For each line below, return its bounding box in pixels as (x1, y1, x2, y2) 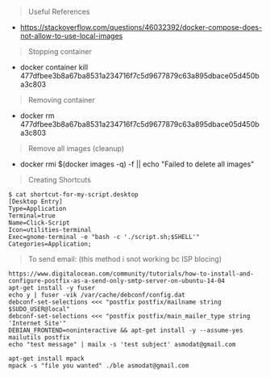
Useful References (27, 7, 90, 16)
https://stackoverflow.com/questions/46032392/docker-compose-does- (19, 23, 263, 31)
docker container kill (19, 62, 89, 72)
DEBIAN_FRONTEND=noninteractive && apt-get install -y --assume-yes (8, 326, 243, 334)
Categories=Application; (8, 240, 92, 248)
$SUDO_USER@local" (8, 305, 70, 313)
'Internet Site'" (8, 319, 67, 327)
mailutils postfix (8, 334, 70, 342)
